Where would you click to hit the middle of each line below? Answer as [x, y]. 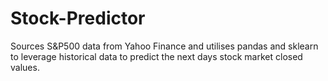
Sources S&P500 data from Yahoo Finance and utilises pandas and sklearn [164, 46]
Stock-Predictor [78, 18]
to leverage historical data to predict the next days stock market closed [156, 56]
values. [25, 67]
